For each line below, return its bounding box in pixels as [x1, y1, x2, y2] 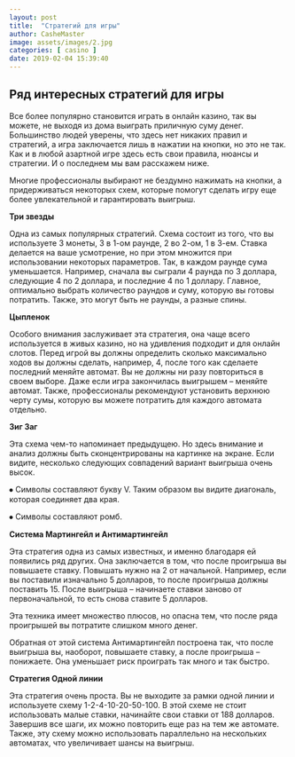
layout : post [9, 12, 58, 22]
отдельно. [9, 404, 47, 414]
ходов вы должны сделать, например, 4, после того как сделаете [9, 357, 259, 367]
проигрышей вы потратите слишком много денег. [9, 619, 198, 630]
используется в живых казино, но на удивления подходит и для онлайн [9, 338, 281, 349]
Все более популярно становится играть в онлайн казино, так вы [9, 110, 257, 121]
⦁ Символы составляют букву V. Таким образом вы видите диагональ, [9, 484, 276, 494]
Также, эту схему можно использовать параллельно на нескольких [9, 728, 268, 738]
